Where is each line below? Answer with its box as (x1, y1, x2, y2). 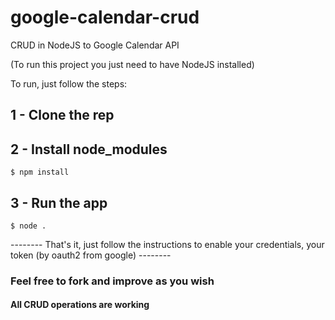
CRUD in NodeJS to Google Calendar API (10, 39, 180, 51)
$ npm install (10, 167, 70, 178)
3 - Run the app (10, 194, 108, 211)
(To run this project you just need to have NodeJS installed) (10, 58, 255, 70)
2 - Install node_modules (10, 141, 168, 158)
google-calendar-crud (10, 6, 200, 29)
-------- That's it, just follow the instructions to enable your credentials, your (10, 238, 325, 250)
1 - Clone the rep (10, 107, 115, 124)
